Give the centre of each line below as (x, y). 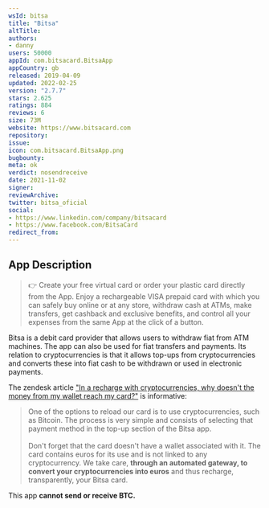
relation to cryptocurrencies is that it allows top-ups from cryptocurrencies (132, 354)
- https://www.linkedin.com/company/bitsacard (88, 218)
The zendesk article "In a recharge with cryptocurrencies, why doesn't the (131, 387)
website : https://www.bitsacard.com (69, 128)
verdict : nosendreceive (48, 173)
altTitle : (25, 31)
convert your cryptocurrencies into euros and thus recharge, (131, 471)
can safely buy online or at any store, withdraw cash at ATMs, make (140, 305)
